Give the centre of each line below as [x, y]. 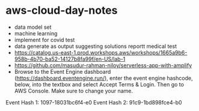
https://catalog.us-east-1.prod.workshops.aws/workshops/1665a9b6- [101, 52]
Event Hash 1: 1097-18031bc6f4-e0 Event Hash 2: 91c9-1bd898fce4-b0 [94, 102]
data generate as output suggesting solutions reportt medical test [95, 46]
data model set [33, 27]
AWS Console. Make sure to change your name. [74, 91]
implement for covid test [44, 40]
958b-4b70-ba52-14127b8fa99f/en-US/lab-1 [70, 59]
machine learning [36, 33]
